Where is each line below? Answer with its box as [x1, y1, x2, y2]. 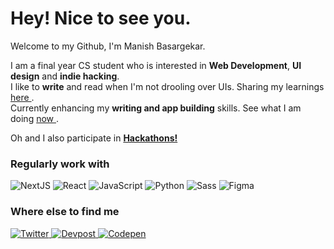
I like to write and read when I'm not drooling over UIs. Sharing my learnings [10, 80, 325, 92]
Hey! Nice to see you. [10, 7, 192, 30]
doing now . [10, 112, 60, 124]
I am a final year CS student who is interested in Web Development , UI [10, 59, 302, 71]
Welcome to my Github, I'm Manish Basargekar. [10, 40, 206, 52]
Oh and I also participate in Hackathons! [10, 132, 178, 144]
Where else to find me [10, 205, 120, 219]
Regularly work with [10, 157, 110, 171]
